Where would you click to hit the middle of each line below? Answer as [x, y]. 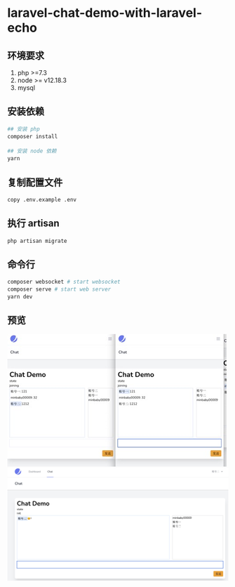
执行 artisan [33, 224]
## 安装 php [23, 129]
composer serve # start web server [59, 289]
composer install [33, 136]
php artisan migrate [38, 241]
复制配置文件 [35, 182]
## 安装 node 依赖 [32, 151]
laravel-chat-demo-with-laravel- [105, 13]
